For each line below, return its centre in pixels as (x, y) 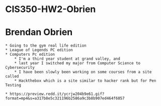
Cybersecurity (20, 68)
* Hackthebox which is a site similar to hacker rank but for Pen (85, 81)
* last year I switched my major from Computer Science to (77, 63)
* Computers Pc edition (30, 55)
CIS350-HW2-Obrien (51, 9)
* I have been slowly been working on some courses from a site (83, 72)
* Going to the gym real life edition (46, 46)
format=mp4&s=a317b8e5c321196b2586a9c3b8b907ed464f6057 (65, 98)
